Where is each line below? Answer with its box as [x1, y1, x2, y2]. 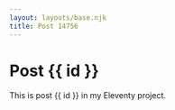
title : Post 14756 [9, 22, 78, 31]
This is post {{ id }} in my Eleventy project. [9, 90, 167, 101]
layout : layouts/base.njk [9, 13, 106, 23]
